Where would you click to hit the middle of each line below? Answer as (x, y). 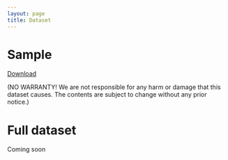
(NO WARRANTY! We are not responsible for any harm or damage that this (114, 87)
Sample (30, 55)
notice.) (18, 102)
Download (22, 74)
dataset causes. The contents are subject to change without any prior (107, 95)
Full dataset (42, 130)
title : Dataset (29, 20)
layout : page (26, 14)
